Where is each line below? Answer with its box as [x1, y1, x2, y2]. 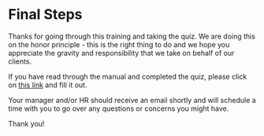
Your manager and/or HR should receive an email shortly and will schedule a [8, 95, 256, 105]
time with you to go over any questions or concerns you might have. [8, 104, 229, 113]
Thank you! [8, 119, 45, 128]
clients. [8, 57, 32, 66]
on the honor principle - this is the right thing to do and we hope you [8, 39, 230, 49]
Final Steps [8, 6, 83, 24]
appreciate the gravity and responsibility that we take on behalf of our [8, 48, 235, 57]
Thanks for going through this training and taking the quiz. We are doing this [8, 31, 256, 41]
